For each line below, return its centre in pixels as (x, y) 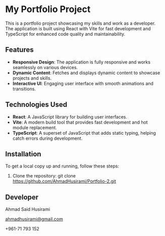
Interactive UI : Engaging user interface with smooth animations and (83, 83)
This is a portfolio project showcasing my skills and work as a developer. (80, 23)
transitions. (24, 89)
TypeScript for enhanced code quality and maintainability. (65, 34)
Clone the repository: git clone (44, 176)
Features (19, 50)
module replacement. (35, 128)
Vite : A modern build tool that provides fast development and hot (80, 122)
